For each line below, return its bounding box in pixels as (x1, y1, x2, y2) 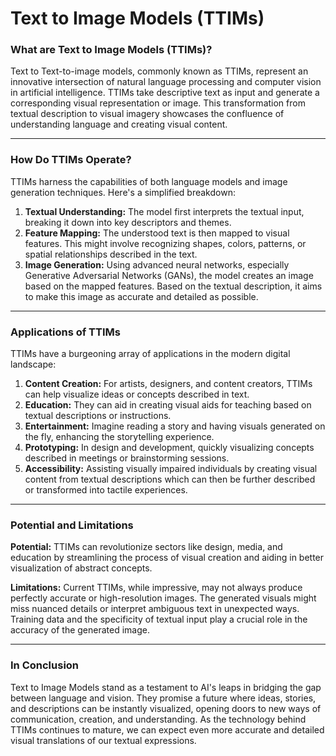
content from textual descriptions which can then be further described (24, 473, 316, 486)
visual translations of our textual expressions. (10, 734, 197, 746)
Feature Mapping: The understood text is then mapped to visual (24, 227, 290, 239)
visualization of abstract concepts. (10, 562, 153, 574)
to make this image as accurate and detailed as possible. (24, 290, 259, 302)
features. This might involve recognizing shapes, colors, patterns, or (24, 237, 307, 249)
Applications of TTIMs (10, 325, 121, 339)
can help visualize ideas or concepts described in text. (24, 388, 250, 401)
